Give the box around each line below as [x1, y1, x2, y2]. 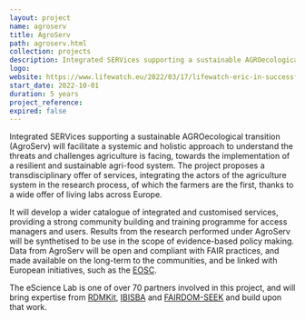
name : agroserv [9, 22, 67, 31]
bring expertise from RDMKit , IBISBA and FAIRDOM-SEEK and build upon [9, 292, 282, 303]
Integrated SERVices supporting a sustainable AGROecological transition [9, 131, 280, 142]
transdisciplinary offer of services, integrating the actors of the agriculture [9, 170, 288, 181]
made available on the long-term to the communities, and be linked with [9, 255, 278, 266]
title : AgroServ [9, 30, 71, 39]
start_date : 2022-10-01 [9, 81, 100, 90]
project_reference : [9, 97, 84, 107]
